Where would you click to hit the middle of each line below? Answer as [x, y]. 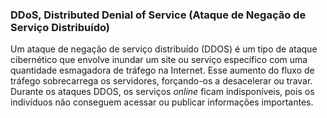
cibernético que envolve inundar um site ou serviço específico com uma [159, 60]
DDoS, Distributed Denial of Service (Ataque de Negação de [158, 15]
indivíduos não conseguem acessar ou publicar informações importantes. [162, 102]
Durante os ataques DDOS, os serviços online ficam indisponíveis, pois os [162, 92]
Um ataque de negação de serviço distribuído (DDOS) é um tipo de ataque [164, 49]
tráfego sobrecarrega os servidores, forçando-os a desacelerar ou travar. [161, 81]
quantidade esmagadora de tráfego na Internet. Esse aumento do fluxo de [162, 70]
